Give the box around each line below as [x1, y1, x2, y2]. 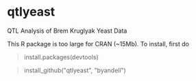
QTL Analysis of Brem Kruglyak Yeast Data [7, 27, 127, 35]
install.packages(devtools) [23, 52, 99, 61]
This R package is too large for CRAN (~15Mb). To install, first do [7, 39, 190, 48]
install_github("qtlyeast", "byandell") [23, 66, 127, 74]
